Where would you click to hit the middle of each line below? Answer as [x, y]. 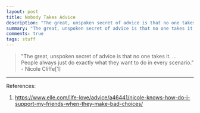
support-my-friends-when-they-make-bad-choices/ [79, 104]
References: [21, 86]
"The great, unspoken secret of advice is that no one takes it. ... [99, 56]
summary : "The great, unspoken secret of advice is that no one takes [96, 28]
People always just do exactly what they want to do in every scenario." [107, 62]
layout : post [22, 12]
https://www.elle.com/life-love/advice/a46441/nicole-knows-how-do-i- [102, 98]
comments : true [25, 34]
